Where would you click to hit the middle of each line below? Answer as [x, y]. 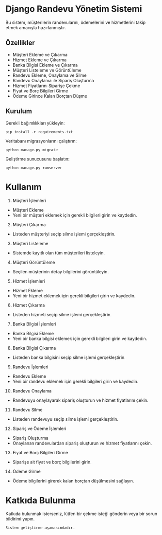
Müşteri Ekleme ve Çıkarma [40, 54]
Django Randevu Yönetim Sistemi [74, 9]
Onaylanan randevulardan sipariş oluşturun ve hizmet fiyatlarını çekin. [82, 443]
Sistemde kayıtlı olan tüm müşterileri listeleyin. [59, 253]
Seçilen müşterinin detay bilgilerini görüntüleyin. [60, 271]
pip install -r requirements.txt [39, 132]
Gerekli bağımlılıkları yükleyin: [35, 123]
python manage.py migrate [32, 150]
